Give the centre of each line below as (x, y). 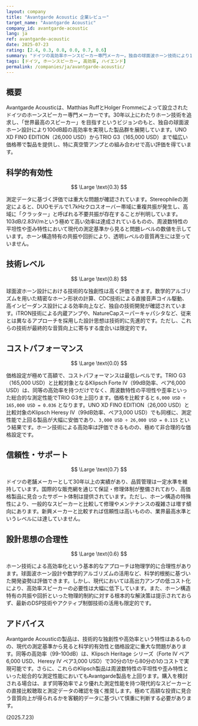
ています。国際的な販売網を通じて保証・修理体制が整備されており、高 (101, 489)
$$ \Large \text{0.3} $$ (99, 187)
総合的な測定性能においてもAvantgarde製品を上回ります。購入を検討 (105, 676)
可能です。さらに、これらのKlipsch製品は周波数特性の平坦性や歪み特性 (97, 669)
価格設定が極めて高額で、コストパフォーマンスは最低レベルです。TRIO (92, 375)
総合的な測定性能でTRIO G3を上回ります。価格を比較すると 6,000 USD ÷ (98, 397)
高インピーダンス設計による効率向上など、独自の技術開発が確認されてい (94, 306)
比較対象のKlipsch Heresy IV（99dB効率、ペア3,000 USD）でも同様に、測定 (99, 412)
